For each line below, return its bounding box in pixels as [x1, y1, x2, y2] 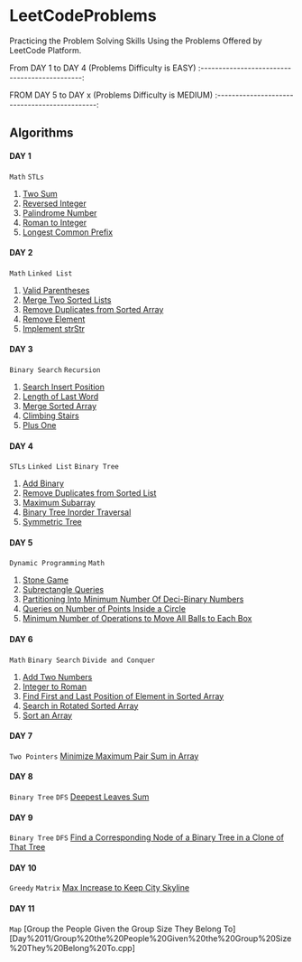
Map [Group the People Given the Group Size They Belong [9, 923, 223, 934]
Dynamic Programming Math [9, 559, 105, 568]
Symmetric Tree [22, 517, 83, 528]
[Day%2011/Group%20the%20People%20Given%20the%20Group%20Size [9, 932, 292, 944]
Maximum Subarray [22, 498, 96, 509]
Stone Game [22, 574, 69, 585]
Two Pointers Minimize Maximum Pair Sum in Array [9, 751, 199, 761]
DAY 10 [9, 862, 37, 873]
